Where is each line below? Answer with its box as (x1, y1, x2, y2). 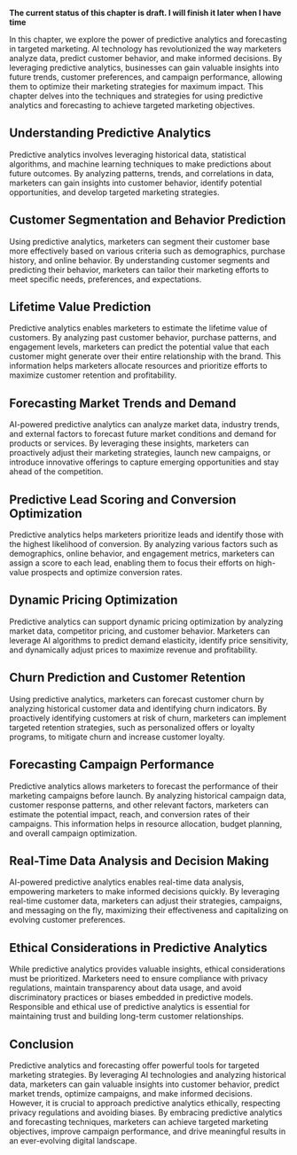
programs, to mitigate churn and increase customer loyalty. (9, 731, 226, 742)
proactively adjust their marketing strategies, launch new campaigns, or (9, 448, 271, 458)
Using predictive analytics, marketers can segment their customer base (9, 236, 270, 246)
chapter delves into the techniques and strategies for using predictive (9, 90, 263, 101)
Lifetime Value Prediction (9, 300, 152, 315)
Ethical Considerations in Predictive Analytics (9, 940, 268, 956)
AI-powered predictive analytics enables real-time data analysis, (9, 877, 245, 887)
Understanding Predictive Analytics (9, 126, 211, 141)
